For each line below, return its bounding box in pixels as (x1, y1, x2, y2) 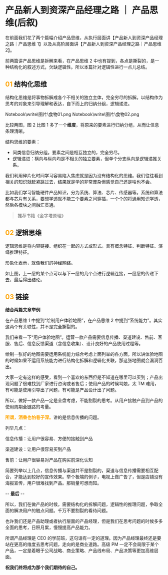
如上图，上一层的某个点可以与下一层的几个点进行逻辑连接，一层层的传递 (5, 270, 154, 276)
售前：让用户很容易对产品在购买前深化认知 (5, 457, 93, 463)
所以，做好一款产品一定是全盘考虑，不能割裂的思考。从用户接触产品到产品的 (5, 397, 163, 403)
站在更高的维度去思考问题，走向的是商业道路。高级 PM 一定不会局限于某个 (5, 541, 159, 547)
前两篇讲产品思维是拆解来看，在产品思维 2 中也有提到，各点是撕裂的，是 (5, 58, 155, 64)
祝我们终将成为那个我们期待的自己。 (5, 564, 80, 570)
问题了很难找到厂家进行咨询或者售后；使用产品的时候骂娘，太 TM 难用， (9, 381, 159, 387)
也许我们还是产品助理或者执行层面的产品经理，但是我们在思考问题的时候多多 (5, 518, 163, 524)
